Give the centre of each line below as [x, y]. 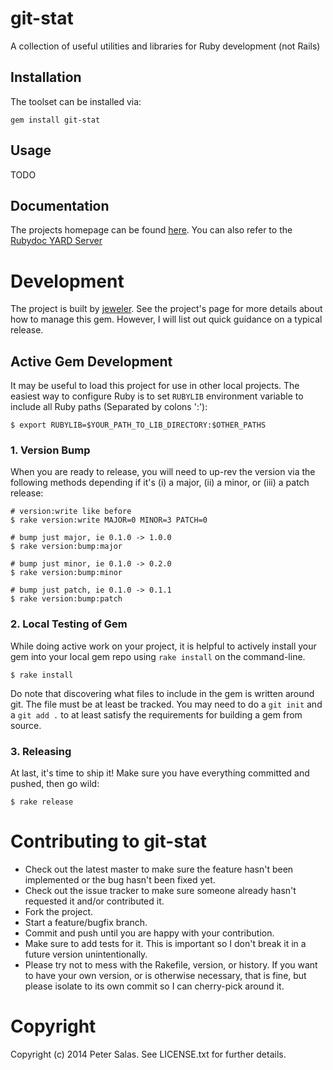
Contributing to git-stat [108, 841]
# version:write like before [71, 512]
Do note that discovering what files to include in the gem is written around [162, 693]
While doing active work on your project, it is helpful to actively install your [163, 646]
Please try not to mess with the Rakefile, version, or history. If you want [171, 964]
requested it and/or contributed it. [94, 901]
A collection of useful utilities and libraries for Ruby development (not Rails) [165, 46]
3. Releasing [41, 751]
